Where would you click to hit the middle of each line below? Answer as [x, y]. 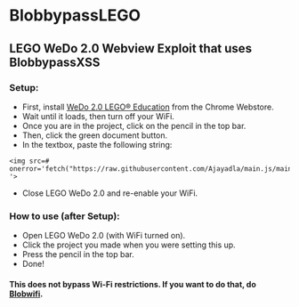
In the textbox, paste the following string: [97, 144]
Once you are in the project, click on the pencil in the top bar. [134, 125]
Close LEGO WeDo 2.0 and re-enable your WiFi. [110, 193]
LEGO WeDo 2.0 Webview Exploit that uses [130, 48]
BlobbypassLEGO [75, 16]
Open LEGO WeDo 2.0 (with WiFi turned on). [104, 236]
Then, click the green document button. [95, 135]
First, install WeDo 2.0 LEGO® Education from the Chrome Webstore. [148, 107]
